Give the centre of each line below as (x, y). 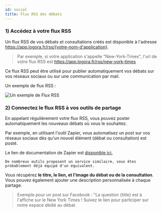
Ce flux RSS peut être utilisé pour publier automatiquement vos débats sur (80, 71)
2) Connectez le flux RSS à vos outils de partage (63, 108)
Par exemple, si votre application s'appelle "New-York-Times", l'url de (87, 56)
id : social (16, 10)
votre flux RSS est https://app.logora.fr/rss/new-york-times (76, 61)
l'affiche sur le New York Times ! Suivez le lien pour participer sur (83, 200)
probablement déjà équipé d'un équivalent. (50, 166)
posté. (11, 143)
